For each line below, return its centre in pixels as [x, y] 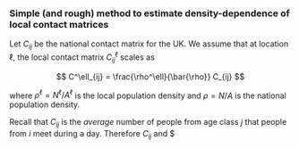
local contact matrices [59, 24]
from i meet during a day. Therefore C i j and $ [92, 135]
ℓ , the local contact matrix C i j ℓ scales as [82, 57]
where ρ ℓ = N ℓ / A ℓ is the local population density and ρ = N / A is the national [148, 95]
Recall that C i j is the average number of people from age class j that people [148, 123]
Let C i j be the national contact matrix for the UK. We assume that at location [149, 45]
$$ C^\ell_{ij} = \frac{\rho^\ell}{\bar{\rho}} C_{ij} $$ [150, 76]
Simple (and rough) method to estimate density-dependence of [149, 13]
